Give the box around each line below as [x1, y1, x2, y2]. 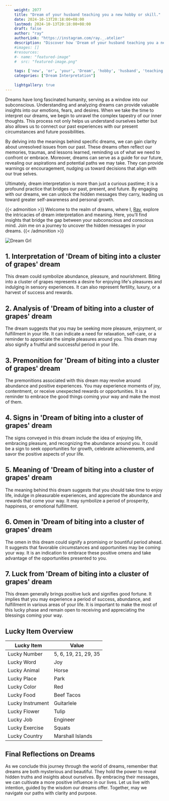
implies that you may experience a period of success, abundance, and [5, 596, 151, 603]
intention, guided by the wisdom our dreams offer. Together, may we [5, 784, 147, 790]
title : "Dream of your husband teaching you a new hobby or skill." [14, 12, 161, 17]
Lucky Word [8, 659, 36, 666]
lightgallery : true [14, 82, 55, 87]
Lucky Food [8, 691, 36, 698]
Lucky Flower [8, 708, 40, 715]
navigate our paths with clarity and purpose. [5, 790, 97, 796]
